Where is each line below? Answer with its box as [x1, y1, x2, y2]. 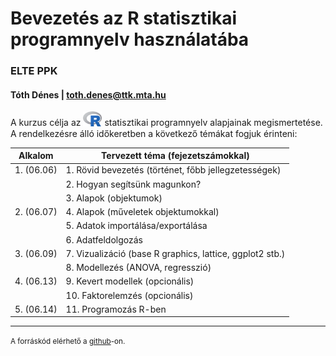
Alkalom [18, 150, 54, 162]
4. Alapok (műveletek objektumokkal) [65, 206, 220, 218]
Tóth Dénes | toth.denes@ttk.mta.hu [10, 88, 167, 101]
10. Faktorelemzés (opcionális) [65, 289, 194, 301]
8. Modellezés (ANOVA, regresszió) [65, 262, 212, 274]
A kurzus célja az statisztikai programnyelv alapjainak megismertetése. [10, 117, 323, 129]
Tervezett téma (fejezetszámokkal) [101, 150, 250, 162]
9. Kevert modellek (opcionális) [65, 275, 195, 287]
